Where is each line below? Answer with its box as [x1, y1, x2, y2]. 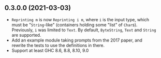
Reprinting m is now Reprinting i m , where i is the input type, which [11, 16, 149, 22]
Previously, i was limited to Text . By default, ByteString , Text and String [11, 27, 157, 33]
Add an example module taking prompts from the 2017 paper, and [11, 37, 143, 43]
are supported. [11, 32, 42, 38]
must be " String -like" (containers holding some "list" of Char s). [11, 22, 138, 28]
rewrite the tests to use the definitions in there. [11, 42, 105, 48]
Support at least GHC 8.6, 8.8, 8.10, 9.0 [11, 47, 89, 53]
